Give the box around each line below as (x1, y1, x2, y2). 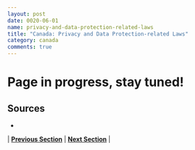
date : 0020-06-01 (7, 17, 59, 24)
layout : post (7, 10, 46, 18)
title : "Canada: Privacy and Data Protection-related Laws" (7, 30, 189, 38)
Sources (7, 102, 45, 114)
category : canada (7, 37, 59, 44)
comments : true (7, 43, 52, 50)
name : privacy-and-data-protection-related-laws (7, 23, 154, 31)
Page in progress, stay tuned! (7, 74, 184, 90)
